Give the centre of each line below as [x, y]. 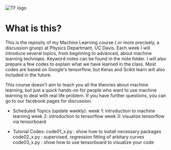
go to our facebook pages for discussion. [49, 101]
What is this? [34, 28]
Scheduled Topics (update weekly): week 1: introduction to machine [84, 111]
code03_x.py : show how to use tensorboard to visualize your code [83, 142]
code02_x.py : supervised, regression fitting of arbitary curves [78, 137]
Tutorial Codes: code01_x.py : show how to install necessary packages [87, 131]
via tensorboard [29, 122]
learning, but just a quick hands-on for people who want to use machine [81, 90]
